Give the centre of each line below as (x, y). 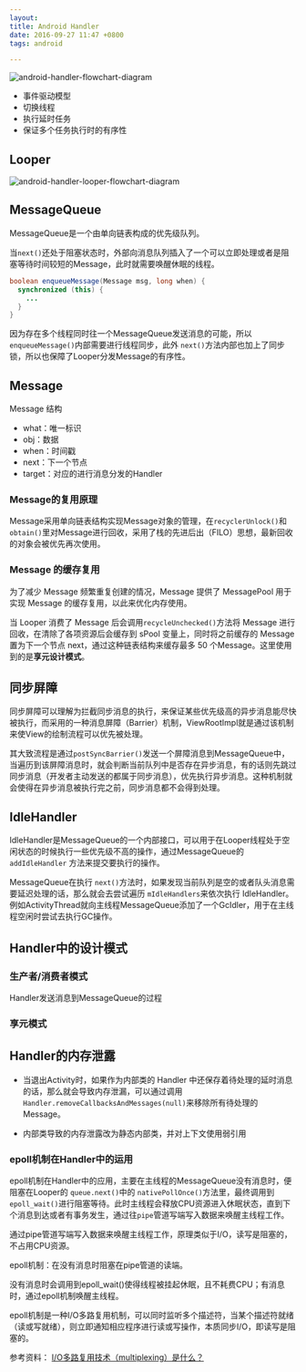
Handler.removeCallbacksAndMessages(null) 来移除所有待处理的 (140, 1102)
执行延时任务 (46, 119)
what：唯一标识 (52, 428)
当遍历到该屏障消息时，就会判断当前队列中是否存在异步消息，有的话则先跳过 (153, 765)
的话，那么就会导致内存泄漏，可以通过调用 (102, 1091)
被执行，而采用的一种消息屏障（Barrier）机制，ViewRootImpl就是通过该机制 (152, 723)
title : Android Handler (55, 26)
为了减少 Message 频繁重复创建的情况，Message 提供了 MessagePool (142, 591)
